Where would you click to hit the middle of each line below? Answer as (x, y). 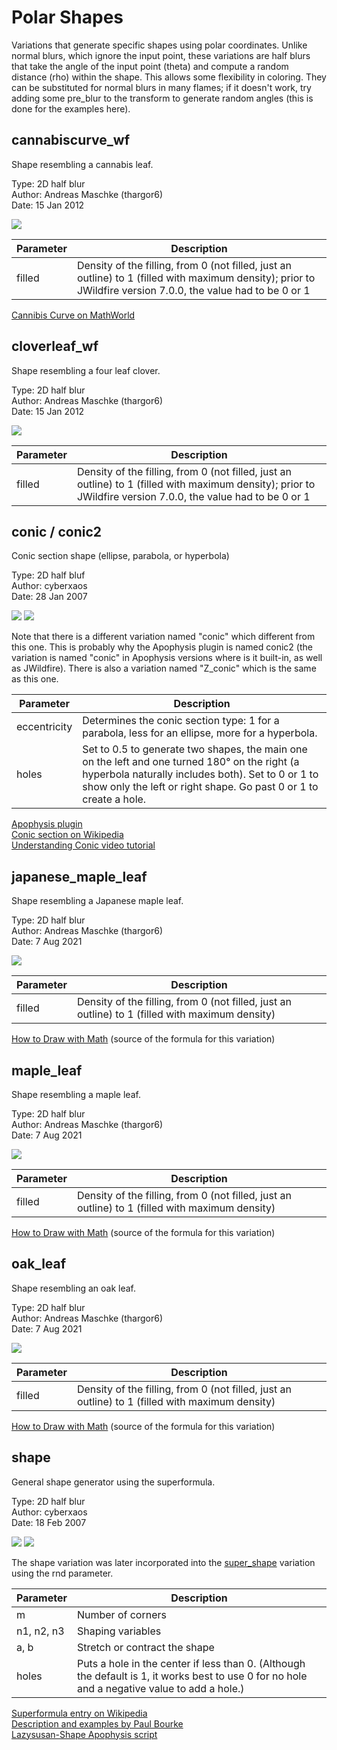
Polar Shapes (67, 17)
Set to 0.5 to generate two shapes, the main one (195, 749)
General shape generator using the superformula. (113, 1482)
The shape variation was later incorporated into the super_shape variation (163, 1562)
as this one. (35, 679)
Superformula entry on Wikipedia (79, 1713)
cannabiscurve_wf (71, 140)
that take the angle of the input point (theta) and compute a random (150, 66)
